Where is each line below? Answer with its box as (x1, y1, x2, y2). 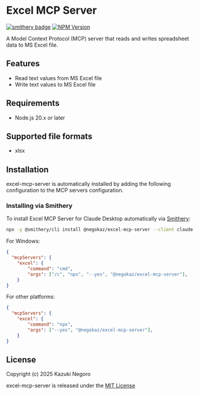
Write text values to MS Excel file (14, 81, 96, 88)
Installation (6, 164, 49, 174)
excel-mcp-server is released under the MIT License (6, 382, 136, 389)
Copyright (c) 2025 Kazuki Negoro (6, 370, 91, 378)
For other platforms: (6, 293, 55, 301)
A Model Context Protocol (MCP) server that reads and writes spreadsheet (6, 35, 189, 42)
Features (6, 59, 40, 69)
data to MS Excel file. (6, 41, 58, 48)
